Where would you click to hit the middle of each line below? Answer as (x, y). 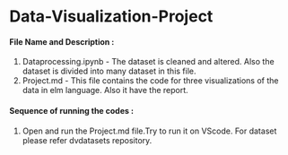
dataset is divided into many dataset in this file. (109, 71)
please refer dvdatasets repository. (87, 140)
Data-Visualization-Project (111, 17)
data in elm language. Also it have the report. (105, 90)
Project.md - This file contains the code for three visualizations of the (150, 81)
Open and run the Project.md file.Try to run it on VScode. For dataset (149, 131)
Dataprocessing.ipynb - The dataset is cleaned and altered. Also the (148, 62)
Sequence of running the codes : (72, 110)
